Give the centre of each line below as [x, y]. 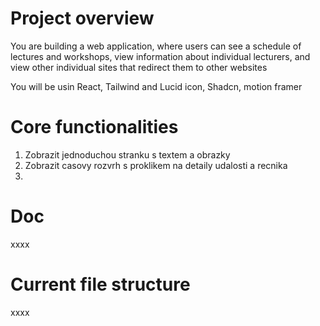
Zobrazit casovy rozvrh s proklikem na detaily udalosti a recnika [156, 165]
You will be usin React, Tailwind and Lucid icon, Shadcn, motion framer [156, 86]
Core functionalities [94, 127]
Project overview [82, 18]
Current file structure [100, 284]
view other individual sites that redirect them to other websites [139, 67]
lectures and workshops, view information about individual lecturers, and [160, 56]
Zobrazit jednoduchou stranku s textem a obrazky [127, 154]
